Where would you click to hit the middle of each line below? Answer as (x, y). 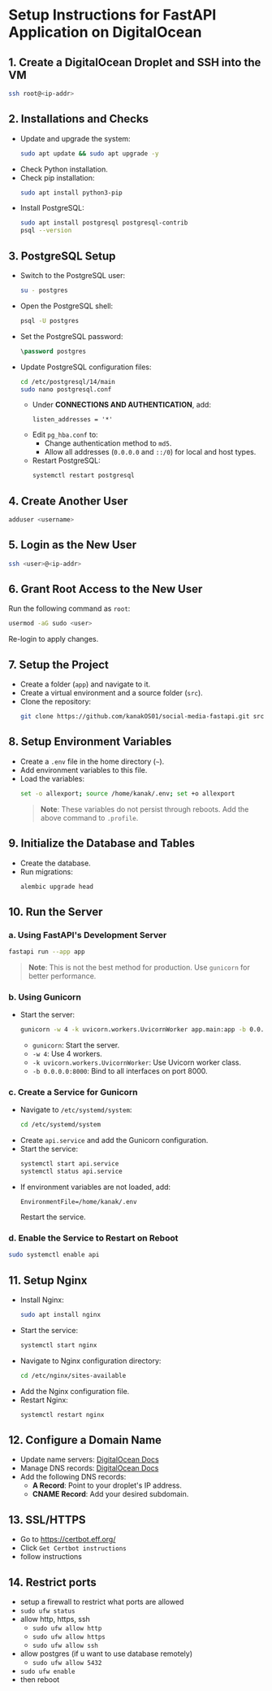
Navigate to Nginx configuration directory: (91, 1361)
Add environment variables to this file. (84, 769)
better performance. (62, 976)
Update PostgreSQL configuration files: (86, 367)
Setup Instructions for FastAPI (112, 15)
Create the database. (55, 863)
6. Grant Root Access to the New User (106, 589)
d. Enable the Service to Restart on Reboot (93, 1238)
